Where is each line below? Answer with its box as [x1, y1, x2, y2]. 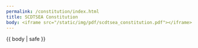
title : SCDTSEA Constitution [6, 14, 78, 20]
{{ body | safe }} [6, 36, 46, 43]
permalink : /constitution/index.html [6, 8, 100, 15]
